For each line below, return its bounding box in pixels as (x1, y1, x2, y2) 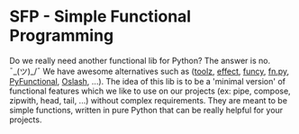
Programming (9, 25, 114, 46)
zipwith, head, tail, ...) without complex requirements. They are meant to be (9, 94, 288, 105)
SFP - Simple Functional (9, 6, 192, 27)
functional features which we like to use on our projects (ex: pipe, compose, (9, 85, 291, 96)
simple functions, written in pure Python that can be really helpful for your (9, 104, 284, 115)
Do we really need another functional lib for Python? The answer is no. (9, 55, 271, 66)
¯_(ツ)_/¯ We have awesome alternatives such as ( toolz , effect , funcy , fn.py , (9, 66, 290, 76)
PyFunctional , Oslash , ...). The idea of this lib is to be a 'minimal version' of (9, 76, 286, 86)
